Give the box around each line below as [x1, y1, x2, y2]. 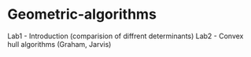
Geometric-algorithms [7, 5, 157, 23]
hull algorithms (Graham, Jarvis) [7, 39, 112, 48]
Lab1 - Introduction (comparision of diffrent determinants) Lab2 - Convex [7, 31, 244, 41]
